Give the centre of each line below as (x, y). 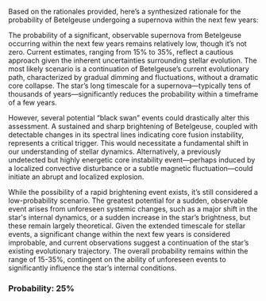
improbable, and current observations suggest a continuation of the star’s (129, 242)
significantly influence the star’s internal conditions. (93, 268)
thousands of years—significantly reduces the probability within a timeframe (133, 94)
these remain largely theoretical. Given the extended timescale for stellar (127, 226)
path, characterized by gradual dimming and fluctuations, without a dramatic (133, 77)
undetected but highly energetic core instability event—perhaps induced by (132, 160)
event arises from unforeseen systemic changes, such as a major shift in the (133, 209)
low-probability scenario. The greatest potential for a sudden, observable (128, 200)
